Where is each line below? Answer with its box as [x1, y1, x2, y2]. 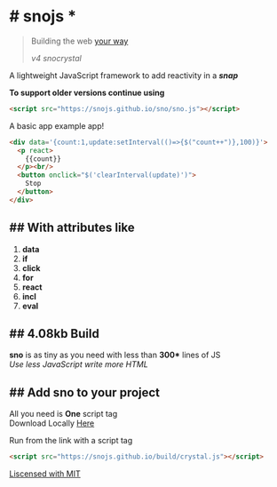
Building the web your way [30, 36, 129, 46]
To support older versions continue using [9, 87, 165, 98]
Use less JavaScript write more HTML [9, 359, 148, 370]
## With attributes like [9, 220, 135, 236]
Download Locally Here [9, 418, 95, 428]
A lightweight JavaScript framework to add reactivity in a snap [9, 69, 238, 81]
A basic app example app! [9, 120, 105, 131]
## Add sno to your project [9, 385, 161, 400]
